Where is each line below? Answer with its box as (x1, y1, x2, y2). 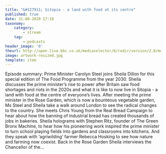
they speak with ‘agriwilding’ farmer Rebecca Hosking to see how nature (5, 134, 153, 140)
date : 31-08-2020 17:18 (5, 16, 54, 21)
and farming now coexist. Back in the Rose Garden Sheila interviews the (5, 139, 152, 145)
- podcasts (23, 39, 45, 44)
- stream (23, 30, 41, 35)
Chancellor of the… (5, 144, 44, 150)
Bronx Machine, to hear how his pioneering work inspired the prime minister (5, 123, 160, 129)
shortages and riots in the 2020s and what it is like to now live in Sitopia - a (5, 87, 158, 92)
